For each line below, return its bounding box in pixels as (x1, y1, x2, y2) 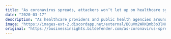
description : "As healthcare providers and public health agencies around (5, 17, 167, 22)
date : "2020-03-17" (5, 12, 47, 17)
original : (5, 26, 26, 31)
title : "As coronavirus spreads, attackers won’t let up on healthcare (5, 7, 160, 13)
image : (5, 21, 19, 27)
